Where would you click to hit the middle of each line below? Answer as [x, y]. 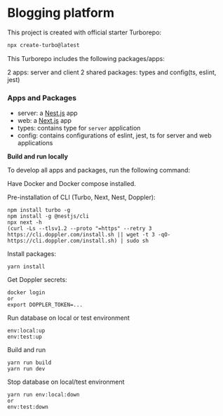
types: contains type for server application [79, 128]
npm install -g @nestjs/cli [48, 216]
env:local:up [26, 331]
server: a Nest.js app [48, 113]
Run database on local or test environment [68, 318]
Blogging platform [61, 13]
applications [35, 143]
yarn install [26, 267]
